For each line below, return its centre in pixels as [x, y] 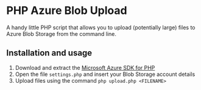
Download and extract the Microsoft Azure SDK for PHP [85, 67]
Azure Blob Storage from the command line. [62, 33]
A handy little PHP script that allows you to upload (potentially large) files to [101, 27]
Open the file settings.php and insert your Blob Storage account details [105, 74]
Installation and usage [49, 53]
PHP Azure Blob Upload [67, 11]
